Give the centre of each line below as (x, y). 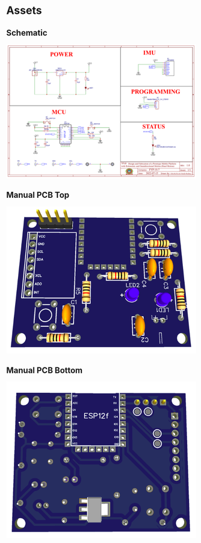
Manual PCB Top (38, 195)
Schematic (27, 33)
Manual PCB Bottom (45, 370)
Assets (24, 11)
